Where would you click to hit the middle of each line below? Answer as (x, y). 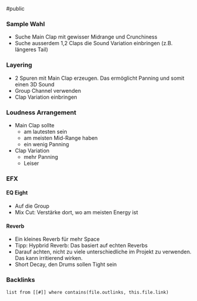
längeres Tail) (32, 49)
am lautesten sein (45, 131)
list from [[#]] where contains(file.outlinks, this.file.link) (87, 292)
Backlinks (21, 280)
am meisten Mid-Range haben (61, 138)
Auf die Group (32, 206)
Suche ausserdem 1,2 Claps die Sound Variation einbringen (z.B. (94, 43)
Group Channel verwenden (48, 90)
